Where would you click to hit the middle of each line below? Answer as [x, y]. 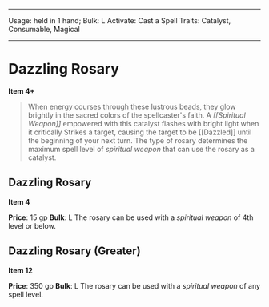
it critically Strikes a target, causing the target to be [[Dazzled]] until [140, 132]
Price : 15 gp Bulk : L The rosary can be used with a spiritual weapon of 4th [131, 217]
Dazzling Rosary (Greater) [75, 251]
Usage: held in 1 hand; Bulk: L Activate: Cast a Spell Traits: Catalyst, [120, 20]
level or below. [32, 225]
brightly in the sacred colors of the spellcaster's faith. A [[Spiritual [137, 115]
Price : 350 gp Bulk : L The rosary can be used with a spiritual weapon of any [134, 285]
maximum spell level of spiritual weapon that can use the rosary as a [141, 149]
